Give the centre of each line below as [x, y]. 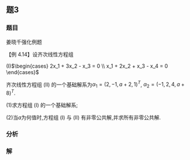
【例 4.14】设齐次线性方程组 [40, 54]
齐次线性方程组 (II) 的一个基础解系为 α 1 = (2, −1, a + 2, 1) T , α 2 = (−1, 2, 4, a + [96, 85]
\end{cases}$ [23, 72]
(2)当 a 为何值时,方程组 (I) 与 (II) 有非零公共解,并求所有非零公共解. [83, 117]
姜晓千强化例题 [24, 41]
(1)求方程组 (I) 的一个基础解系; [42, 105]
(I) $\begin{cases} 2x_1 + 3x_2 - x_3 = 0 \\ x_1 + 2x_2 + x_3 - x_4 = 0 [87, 66]
